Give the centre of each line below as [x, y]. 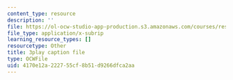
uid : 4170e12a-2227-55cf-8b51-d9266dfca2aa [71, 65]
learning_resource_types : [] [49, 40]
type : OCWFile [28, 59]
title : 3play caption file [46, 53]
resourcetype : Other [37, 46]
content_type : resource [42, 14]
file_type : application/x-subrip [55, 33]
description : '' [31, 20]
